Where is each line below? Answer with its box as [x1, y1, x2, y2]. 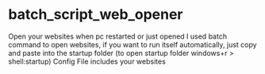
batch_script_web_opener [8, 6, 183, 24]
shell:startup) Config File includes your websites [8, 57, 167, 66]
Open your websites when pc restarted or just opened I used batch [8, 31, 228, 41]
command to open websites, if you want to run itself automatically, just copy [8, 39, 257, 49]
